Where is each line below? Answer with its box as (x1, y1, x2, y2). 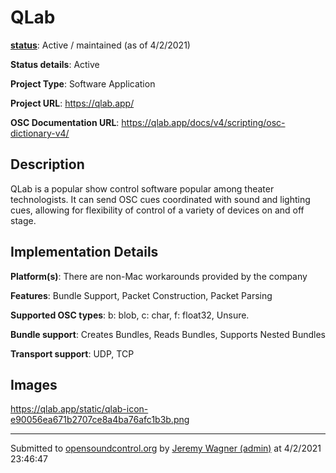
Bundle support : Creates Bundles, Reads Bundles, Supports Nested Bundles (10, 328, 326, 340)
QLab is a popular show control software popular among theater (10, 182, 275, 195)
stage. (10, 214, 37, 226)
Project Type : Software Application (10, 77, 156, 90)
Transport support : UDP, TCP (10, 347, 135, 360)
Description (10, 156, 85, 173)
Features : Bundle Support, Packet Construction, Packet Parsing (10, 289, 273, 301)
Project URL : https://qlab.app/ (10, 97, 135, 109)
